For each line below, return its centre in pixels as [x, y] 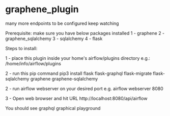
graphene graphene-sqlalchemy [64, 79]
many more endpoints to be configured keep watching [62, 23]
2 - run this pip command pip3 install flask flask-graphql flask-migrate [79, 73]
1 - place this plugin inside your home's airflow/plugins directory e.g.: [78, 58]
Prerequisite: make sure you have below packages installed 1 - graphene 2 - [85, 33]
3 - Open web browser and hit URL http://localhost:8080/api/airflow [76, 98]
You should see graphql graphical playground [53, 108]
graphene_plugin [42, 9]
